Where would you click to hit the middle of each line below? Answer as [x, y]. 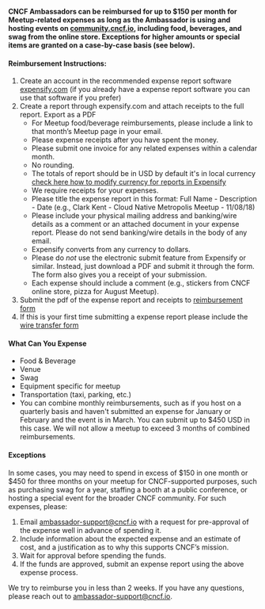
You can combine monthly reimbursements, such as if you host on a [130, 403]
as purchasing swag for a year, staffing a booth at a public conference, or [128, 489]
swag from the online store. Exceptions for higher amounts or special [124, 36]
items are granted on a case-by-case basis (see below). [102, 45]
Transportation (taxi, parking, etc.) [76, 395]
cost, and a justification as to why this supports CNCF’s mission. [124, 547]
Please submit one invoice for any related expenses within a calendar [144, 148]
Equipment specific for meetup [70, 386]
